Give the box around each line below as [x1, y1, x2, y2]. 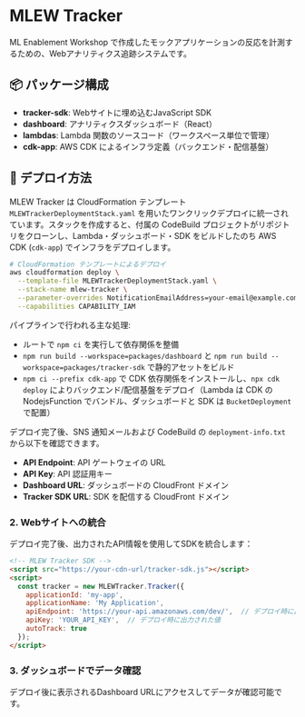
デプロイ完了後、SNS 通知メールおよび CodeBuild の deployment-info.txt [9, 426, 286, 437]
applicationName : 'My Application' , [25, 599, 165, 608]
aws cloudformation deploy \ [9, 268, 120, 277]
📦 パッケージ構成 [9, 77, 109, 93]
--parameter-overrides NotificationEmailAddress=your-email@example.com [17, 294, 299, 303]
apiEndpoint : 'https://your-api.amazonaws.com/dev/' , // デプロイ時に [25, 607, 294, 616]
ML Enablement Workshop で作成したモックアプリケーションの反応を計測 [9, 36, 286, 47]
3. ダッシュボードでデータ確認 [9, 664, 142, 677]
